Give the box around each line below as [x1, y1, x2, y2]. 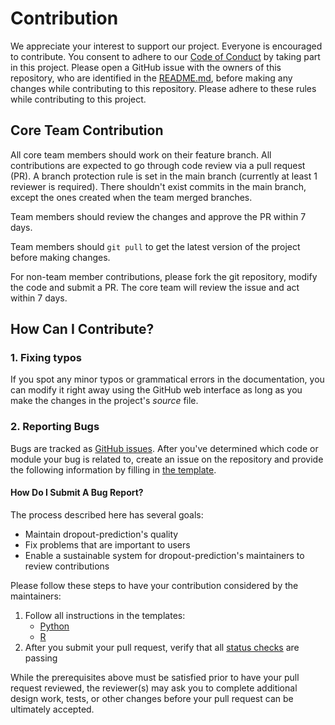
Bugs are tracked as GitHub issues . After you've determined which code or [10, 442, 319, 454]
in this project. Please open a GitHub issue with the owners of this [10, 61, 282, 73]
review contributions [24, 560, 110, 572]
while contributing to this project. [10, 93, 147, 105]
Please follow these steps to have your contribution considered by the [10, 579, 299, 591]
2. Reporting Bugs [10, 420, 100, 434]
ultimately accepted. [10, 703, 95, 715]
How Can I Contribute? [10, 321, 155, 338]
